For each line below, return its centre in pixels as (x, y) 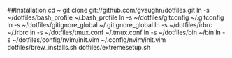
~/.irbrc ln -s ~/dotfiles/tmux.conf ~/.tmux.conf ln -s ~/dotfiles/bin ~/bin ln (114, 32)
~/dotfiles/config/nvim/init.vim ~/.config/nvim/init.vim (89, 40)
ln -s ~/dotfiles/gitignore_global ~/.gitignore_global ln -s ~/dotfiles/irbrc (110, 25)
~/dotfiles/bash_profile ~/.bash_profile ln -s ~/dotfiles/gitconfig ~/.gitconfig (116, 17)
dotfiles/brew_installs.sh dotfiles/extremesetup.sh (79, 47)
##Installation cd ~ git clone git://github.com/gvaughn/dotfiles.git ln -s (108, 10)
